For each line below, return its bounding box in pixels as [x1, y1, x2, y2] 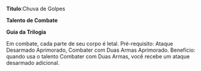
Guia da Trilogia [6, 28, 46, 35]
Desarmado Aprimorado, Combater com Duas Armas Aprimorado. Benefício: [6, 46, 196, 54]
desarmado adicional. [6, 60, 60, 66]
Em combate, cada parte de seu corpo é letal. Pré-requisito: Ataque [6, 40, 173, 47]
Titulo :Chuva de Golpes [6, 5, 65, 12]
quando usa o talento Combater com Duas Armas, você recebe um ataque [6, 53, 190, 60]
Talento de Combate [6, 17, 58, 23]
